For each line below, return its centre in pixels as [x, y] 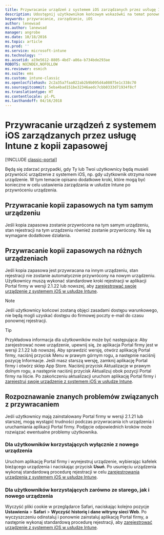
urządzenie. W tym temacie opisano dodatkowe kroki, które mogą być [75, 180]
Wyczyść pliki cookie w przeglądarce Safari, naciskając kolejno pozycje [77, 507]
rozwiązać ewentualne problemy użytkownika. [52, 432]
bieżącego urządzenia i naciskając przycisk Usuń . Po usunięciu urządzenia [81, 466]
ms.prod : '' [17, 46]
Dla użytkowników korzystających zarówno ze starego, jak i [77, 490]
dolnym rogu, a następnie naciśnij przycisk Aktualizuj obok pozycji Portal [78, 371]
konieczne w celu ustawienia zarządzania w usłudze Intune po [68, 185]
